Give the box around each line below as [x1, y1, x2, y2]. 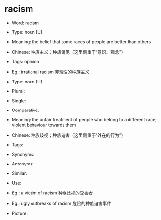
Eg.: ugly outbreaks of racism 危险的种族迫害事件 [11, 200, 112, 206]
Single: [11, 97, 26, 104]
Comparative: [11, 107, 40, 113]
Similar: [11, 170, 28, 176]
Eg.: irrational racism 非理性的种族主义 [11, 69, 90, 75]
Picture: [11, 210, 28, 216]
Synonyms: [11, 151, 35, 157]
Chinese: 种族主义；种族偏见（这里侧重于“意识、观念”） [11, 49, 126, 55]
